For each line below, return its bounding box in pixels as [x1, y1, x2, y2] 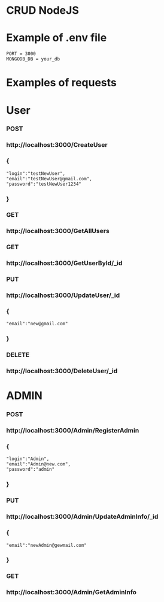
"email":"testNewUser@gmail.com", [6, 176, 93, 181]
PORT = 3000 [6, 51, 36, 57]
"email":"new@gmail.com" [6, 321, 68, 327]
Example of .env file [6, 31, 107, 45]
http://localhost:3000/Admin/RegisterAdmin [6, 426, 139, 435]
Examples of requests [6, 76, 117, 90]
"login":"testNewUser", [6, 170, 66, 177]
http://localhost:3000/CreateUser [6, 141, 108, 149]
